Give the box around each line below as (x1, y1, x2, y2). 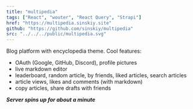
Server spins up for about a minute (6, 96, 95, 104)
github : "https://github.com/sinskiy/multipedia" (6, 25, 134, 32)
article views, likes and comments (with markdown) (14, 78, 143, 86)
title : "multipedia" (6, 8, 59, 15)
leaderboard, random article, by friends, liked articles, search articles (14, 72, 187, 79)
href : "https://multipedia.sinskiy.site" (6, 20, 112, 26)
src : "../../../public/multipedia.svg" (6, 31, 107, 37)
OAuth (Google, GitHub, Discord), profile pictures (14, 59, 138, 66)
